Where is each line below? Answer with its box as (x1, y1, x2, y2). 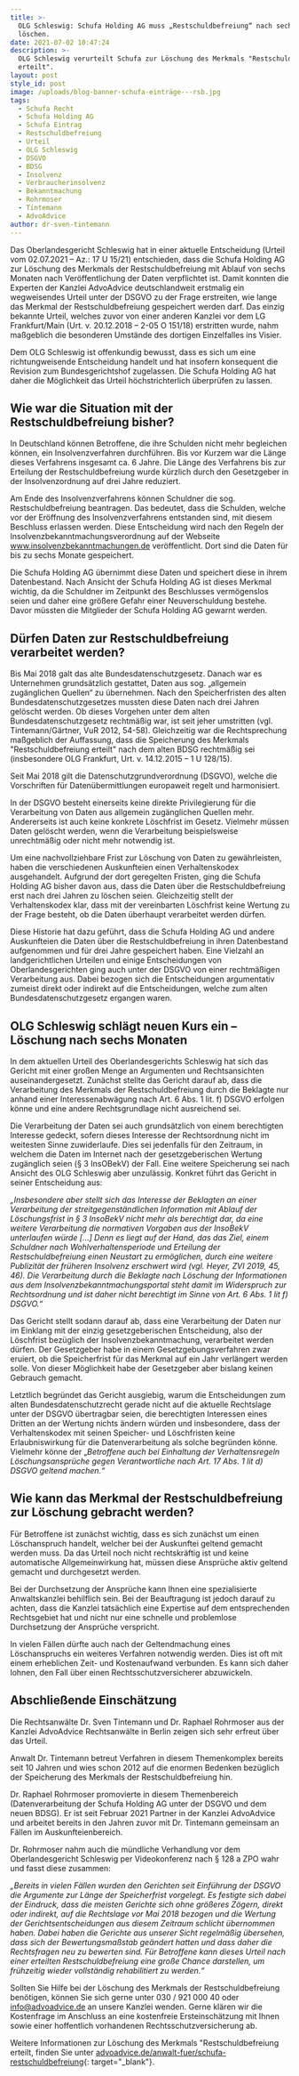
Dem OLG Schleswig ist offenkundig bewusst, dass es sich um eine (10, 346, 256, 357)
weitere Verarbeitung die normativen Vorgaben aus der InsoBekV (10, 1223, 249, 1233)
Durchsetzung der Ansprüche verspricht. (10, 1621, 161, 1632)
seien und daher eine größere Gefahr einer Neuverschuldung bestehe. (10, 595, 267, 606)
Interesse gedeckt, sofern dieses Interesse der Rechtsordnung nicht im (10, 1129, 270, 1140)
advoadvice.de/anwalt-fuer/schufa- (95, 2047, 227, 2057)
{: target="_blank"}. (83, 2056, 155, 2067)
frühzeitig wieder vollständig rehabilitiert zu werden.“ (10, 1965, 205, 1975)
